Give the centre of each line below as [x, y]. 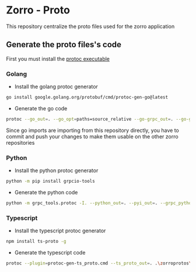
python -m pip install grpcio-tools [50, 182]
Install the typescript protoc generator [60, 231]
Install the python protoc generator [56, 170]
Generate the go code [41, 108]
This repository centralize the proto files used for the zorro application [90, 26]
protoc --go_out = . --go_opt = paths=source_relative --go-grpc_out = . [90, 119]
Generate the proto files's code [64, 45]
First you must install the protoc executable [58, 58]
